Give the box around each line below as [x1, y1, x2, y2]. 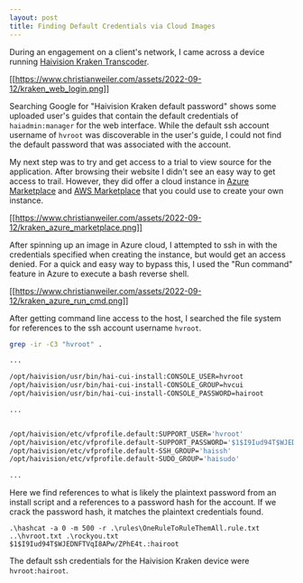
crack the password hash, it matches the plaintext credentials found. [9, 506, 264, 517]
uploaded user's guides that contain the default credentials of [9, 110, 239, 121]
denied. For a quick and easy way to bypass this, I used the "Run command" [9, 258, 293, 269]
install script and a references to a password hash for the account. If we [9, 497, 277, 508]
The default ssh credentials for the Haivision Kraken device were [9, 556, 250, 567]
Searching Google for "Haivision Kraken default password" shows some [9, 100, 277, 111]
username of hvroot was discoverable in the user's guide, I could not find [9, 129, 282, 140]
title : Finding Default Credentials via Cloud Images [9, 22, 216, 31]
